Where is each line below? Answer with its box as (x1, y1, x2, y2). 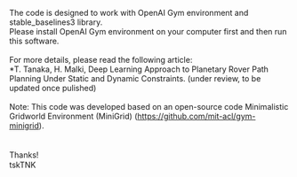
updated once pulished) (9, 83, 97, 93)
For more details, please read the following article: (9, 55, 193, 65)
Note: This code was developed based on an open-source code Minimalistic (9, 102, 289, 112)
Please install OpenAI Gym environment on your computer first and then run (9, 27, 287, 36)
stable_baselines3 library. (9, 17, 103, 27)
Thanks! (9, 150, 39, 160)
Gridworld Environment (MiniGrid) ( (9, 111, 138, 121)
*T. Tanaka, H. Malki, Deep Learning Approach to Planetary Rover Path (9, 64, 269, 74)
